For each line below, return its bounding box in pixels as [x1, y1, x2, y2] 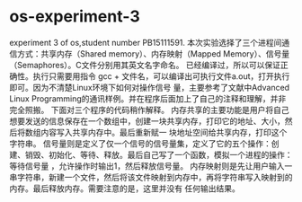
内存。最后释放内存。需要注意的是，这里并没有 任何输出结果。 [9, 182, 240, 194]
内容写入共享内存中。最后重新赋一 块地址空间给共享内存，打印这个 [40, 127, 288, 137]
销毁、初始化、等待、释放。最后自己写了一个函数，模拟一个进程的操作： [24, 149, 293, 160]
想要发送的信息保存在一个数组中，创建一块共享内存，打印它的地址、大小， [9, 115, 285, 127]
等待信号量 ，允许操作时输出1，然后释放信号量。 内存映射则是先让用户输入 [9, 160, 285, 171]
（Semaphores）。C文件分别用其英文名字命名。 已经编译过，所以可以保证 [9, 59, 281, 70]
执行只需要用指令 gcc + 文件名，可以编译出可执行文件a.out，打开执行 [32, 70, 290, 82]
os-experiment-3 [9, 6, 141, 27]
